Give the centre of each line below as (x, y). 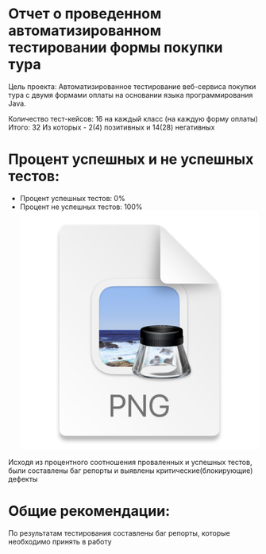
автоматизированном (85, 31)
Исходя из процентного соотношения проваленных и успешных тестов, (130, 463)
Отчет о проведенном (85, 14)
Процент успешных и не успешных (131, 159)
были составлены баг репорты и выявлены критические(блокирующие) (131, 471)
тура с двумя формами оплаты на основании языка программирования (131, 95)
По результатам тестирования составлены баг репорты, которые (119, 533)
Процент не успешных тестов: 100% (81, 207)
